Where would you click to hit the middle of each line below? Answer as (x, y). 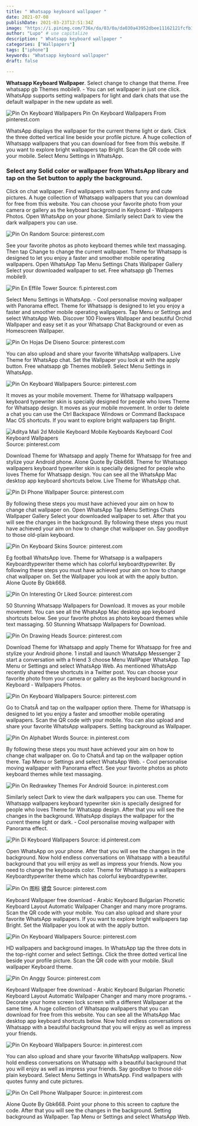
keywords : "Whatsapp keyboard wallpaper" (58, 55)
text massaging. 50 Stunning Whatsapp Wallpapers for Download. (86, 624)
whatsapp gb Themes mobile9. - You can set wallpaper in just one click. (93, 89)
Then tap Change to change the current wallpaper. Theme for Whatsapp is (97, 252)
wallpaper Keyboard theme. (40, 966)
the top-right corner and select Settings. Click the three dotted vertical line (97, 954)
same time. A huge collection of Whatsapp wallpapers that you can (88, 1008)
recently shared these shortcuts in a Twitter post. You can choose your (92, 672)
